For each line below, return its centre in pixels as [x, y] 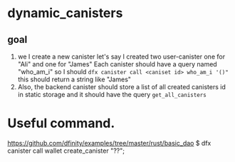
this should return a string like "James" [74, 79]
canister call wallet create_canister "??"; [66, 151]
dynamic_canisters [65, 13]
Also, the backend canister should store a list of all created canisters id [122, 87]
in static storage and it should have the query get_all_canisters [112, 95]
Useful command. [61, 123]
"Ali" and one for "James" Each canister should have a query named [117, 64]
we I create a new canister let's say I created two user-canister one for [121, 56]
